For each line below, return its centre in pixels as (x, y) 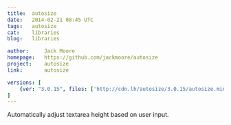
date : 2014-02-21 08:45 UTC (51, 20)
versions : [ (24, 83)
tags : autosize (32, 26)
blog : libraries (33, 39)
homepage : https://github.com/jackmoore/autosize (82, 58)
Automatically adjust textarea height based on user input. (88, 115)
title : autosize (32, 13)
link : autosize (38, 70)
